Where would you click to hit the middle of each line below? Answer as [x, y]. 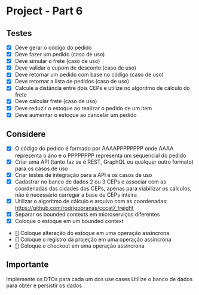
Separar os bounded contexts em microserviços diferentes [87, 214]
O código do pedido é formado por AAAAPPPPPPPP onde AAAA [94, 149]
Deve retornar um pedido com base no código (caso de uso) [89, 75]
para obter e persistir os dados [44, 285]
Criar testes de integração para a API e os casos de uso [83, 174]
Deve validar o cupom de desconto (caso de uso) [75, 68]
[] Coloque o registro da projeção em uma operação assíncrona [93, 239]
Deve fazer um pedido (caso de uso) [60, 55]
